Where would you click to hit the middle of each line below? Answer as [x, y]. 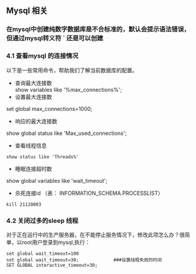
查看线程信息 [31, 145]
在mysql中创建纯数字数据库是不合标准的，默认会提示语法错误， [98, 29]
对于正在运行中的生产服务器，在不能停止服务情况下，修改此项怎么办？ [93, 234]
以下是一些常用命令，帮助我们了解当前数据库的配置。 [72, 70]
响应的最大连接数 [36, 121]
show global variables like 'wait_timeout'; [57, 180]
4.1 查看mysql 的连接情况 [43, 56]
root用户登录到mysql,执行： [56, 242]
